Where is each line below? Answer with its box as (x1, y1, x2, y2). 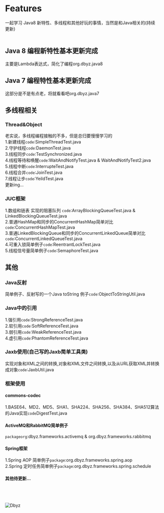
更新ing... (5, 182, 24, 188)
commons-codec (5, 392, 41, 398)
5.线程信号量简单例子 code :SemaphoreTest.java (5, 247, 99, 253)
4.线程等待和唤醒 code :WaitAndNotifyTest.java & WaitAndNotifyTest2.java (5, 157, 151, 163)
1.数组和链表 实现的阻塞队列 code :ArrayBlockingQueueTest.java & (5, 207, 136, 213)
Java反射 (5, 279, 27, 286)
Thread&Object (5, 121, 43, 128)
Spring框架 (5, 445, 28, 451)
